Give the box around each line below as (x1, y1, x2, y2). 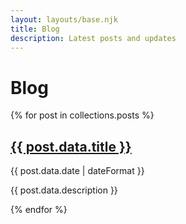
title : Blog (10, 24, 60, 34)
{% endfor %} (10, 204, 68, 216)
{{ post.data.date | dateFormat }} (10, 165, 145, 177)
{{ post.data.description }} (10, 184, 118, 196)
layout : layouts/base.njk (10, 14, 118, 25)
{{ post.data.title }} (10, 138, 132, 155)
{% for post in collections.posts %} (10, 109, 155, 121)
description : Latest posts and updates (10, 33, 177, 43)
